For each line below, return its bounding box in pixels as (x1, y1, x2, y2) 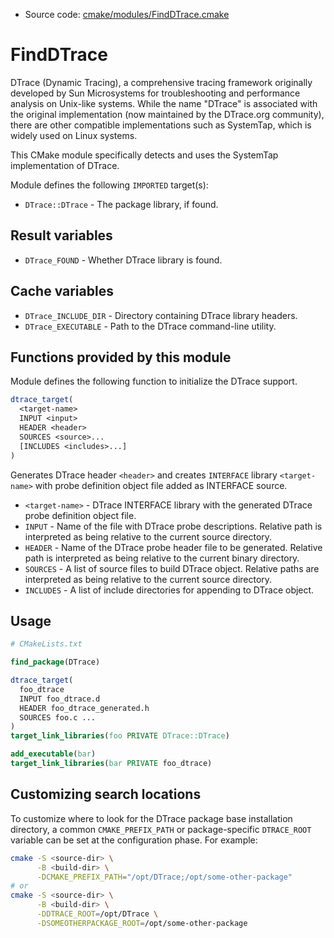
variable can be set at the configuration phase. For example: (10, 834, 258, 846)
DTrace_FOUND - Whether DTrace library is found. (24, 254, 223, 266)
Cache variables (10, 283, 114, 300)
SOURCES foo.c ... (19, 712, 97, 723)
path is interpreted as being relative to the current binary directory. (24, 552, 300, 564)
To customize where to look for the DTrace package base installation (10, 812, 293, 824)
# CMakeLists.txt (10, 639, 83, 649)
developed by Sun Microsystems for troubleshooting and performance (10, 87, 301, 99)
